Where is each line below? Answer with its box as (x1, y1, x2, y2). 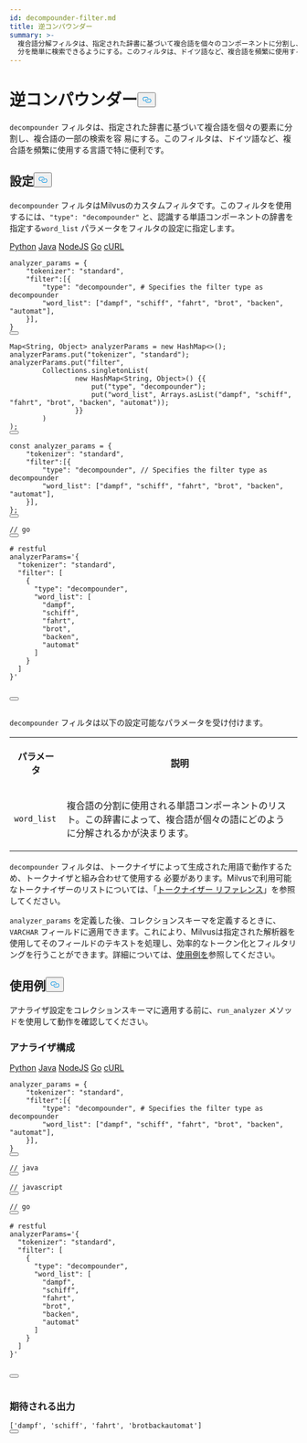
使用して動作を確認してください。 (25, 1016, 153, 1027)
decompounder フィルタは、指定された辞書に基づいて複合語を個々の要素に (9, 122, 285, 133)
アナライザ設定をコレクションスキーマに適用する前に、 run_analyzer (9, 1004, 267, 1015)
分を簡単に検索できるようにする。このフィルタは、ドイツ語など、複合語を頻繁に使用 (17, 48, 290, 57)
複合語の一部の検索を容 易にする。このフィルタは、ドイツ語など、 (33, 134, 284, 144)
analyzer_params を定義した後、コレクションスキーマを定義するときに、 (9, 914, 281, 925)
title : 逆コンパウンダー (9, 22, 93, 31)
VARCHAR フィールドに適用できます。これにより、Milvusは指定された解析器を (9, 925, 296, 937)
